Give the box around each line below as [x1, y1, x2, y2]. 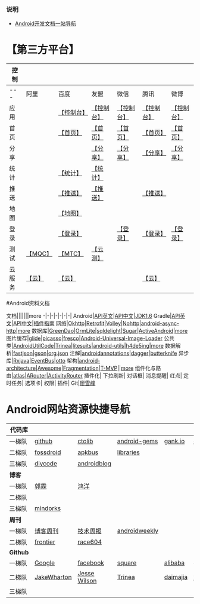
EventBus [30, 357, 55, 364]
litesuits [72, 342, 92, 349]
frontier [35, 538, 55, 546]
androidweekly [117, 527, 159, 535]
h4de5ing [126, 342, 150, 349]
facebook [77, 559, 104, 567]
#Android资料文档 [6, 300, 50, 307]
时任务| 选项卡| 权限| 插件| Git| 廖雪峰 [6, 379, 96, 387]
